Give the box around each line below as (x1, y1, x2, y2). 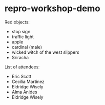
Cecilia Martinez (11, 79, 45, 84)
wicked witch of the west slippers (11, 49, 80, 55)
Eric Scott (11, 73, 32, 79)
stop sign (11, 28, 31, 34)
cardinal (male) (11, 44, 42, 50)
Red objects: (4, 19, 30, 25)
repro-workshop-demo (4, 3, 101, 14)
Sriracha (11, 54, 29, 60)
